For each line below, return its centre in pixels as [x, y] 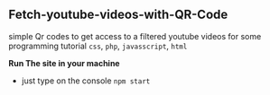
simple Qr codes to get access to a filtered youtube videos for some [135, 36]
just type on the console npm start [86, 81]
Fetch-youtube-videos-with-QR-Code [118, 15]
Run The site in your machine [64, 63]
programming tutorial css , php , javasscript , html [98, 46]
